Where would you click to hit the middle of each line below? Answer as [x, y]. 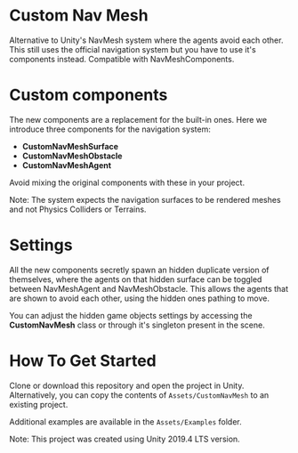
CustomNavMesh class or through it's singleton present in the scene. [137, 325]
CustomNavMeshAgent [67, 165]
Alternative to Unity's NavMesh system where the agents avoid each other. [146, 40]
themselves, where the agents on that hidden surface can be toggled [136, 279]
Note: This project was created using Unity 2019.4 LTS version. [125, 439]
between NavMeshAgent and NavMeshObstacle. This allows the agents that [149, 288]
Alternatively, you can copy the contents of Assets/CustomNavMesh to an [139, 395]
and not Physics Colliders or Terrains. [78, 209]
